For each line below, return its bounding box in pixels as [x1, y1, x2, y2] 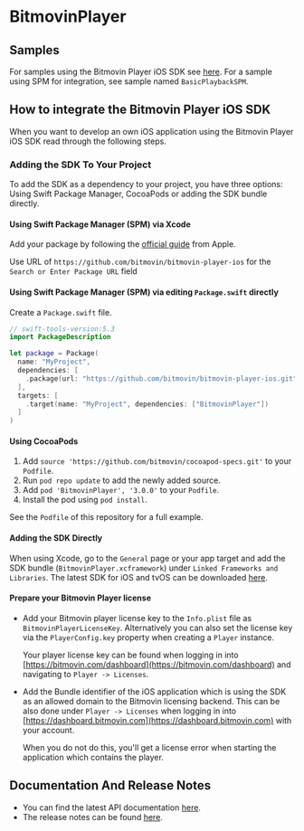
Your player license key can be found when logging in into [22, 649, 239, 660]
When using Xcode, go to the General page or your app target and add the [9, 552, 286, 563]
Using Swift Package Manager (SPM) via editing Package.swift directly [9, 287, 279, 297]
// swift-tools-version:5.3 [9, 324, 116, 334]
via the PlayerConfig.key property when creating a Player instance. [22, 631, 274, 643]
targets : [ [17, 391, 59, 400]
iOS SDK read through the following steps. [9, 136, 167, 146]
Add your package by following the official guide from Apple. [9, 239, 237, 250]
